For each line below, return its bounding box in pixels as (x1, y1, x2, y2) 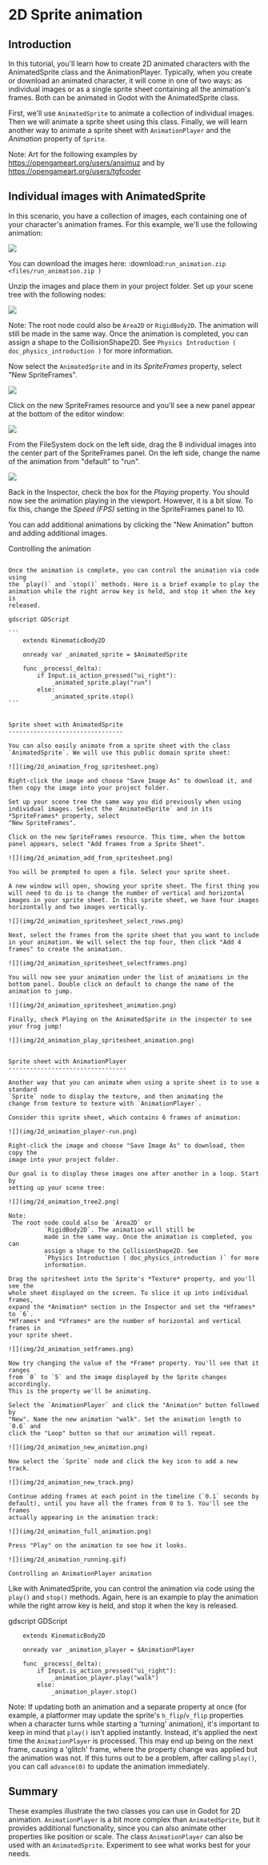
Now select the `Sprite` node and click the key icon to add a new (8, 1457, 238, 1465)
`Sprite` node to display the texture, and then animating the (8, 1092, 224, 1100)
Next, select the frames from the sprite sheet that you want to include (8, 931, 260, 939)
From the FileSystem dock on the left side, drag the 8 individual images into (8, 439, 257, 449)
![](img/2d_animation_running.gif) (8, 1556, 127, 1564)
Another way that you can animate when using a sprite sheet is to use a (8, 1078, 260, 1086)
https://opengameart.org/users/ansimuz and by (8, 158, 166, 168)
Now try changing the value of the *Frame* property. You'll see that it (8, 1359, 260, 1367)
